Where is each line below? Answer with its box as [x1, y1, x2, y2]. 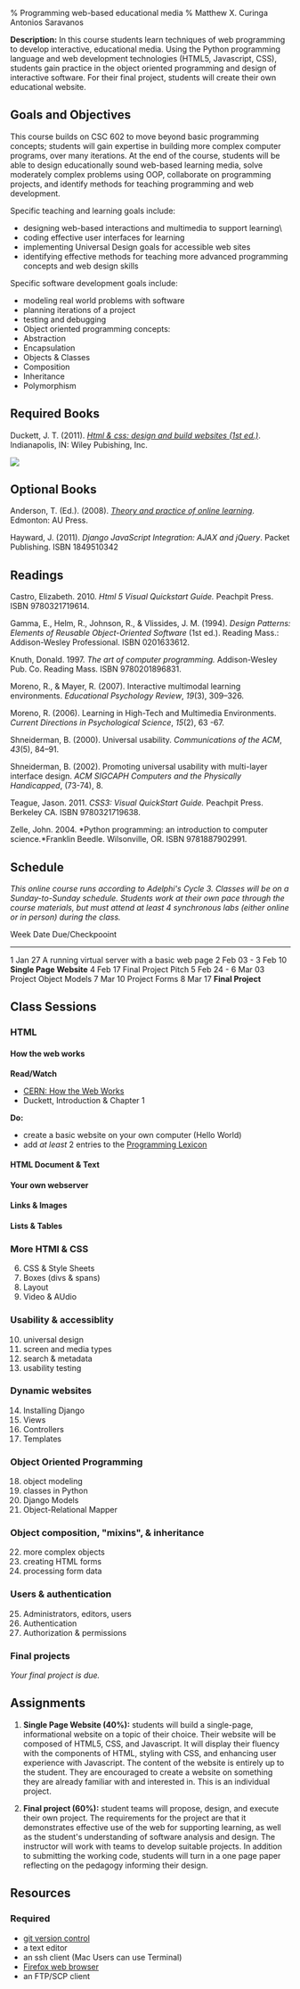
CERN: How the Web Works [22, 1085, 125, 1096]
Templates [22, 1433, 61, 1444]
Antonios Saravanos [10, 17, 84, 28]
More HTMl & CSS [10, 1242, 89, 1255]
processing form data [22, 1565, 102, 1577]
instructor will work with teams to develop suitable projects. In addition [22, 1841, 283, 1852]
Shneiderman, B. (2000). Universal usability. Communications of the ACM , [10, 735, 283, 746]
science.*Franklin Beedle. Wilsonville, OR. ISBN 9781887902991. [10, 834, 247, 845]
